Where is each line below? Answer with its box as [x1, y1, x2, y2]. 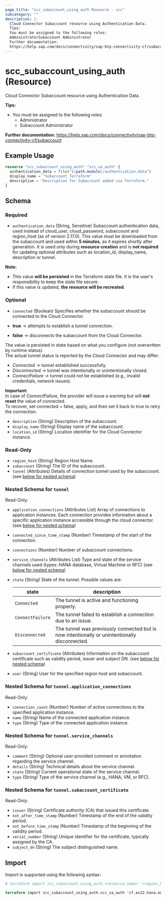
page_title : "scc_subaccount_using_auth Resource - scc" [5, 7, 125, 12]
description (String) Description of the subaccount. [12, 418, 118, 424]
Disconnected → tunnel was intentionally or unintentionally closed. [12, 367, 148, 373]
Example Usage [5, 151, 54, 160]
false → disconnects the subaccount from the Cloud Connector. [12, 332, 143, 338]
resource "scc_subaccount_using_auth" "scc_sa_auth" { [5, 165, 121, 170]
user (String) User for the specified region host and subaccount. [12, 670, 143, 677]
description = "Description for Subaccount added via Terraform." [9, 179, 149, 183]
